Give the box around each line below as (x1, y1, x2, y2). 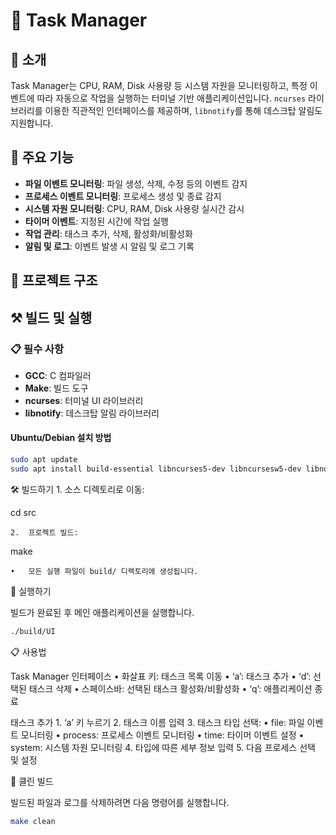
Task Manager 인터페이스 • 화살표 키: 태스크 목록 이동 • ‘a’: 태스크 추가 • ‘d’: (10, 670, 312, 682)
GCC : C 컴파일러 (24, 369, 92, 381)
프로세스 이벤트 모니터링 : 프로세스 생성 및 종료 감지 (24, 190, 222, 202)
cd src (10, 506, 37, 518)
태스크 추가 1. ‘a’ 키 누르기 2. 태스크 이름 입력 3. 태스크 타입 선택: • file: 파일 (10, 716, 305, 728)
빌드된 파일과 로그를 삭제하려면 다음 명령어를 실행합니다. (10, 796, 230, 808)
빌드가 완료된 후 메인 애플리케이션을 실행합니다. (10, 606, 195, 618)
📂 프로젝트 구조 (10, 272, 98, 289)
